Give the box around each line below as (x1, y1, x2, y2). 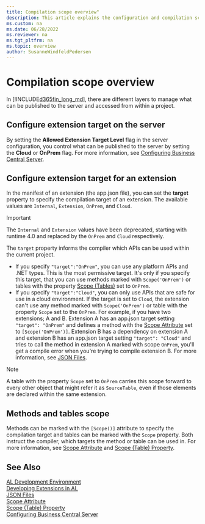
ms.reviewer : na (6, 32, 48, 38)
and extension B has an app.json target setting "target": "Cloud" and (15, 334, 191, 342)
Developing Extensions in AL (6, 484, 78, 492)
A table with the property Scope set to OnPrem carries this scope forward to (6, 378, 192, 385)
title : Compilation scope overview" (6, 9, 99, 15)
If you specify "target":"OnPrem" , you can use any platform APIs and (15, 263, 189, 270)
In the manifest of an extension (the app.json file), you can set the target (6, 189, 189, 196)
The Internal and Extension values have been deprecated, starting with (6, 226, 187, 233)
